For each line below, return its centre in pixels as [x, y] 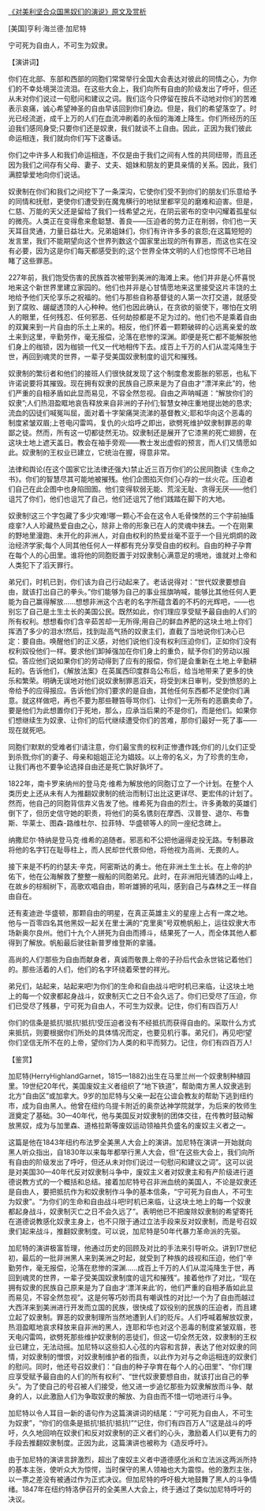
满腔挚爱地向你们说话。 [46, 175]
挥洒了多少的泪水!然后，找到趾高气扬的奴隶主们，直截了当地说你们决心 [123, 631]
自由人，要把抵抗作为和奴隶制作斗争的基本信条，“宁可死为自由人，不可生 [134, 1192]
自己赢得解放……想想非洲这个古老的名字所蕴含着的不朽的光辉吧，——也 [138, 602]
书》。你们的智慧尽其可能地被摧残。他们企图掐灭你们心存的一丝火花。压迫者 [131, 479]
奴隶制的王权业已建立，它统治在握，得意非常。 [98, 452]
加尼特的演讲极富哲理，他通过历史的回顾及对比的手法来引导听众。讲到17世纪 [132, 1248]
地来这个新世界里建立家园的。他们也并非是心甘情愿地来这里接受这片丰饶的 [129, 287]
